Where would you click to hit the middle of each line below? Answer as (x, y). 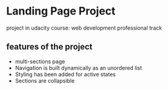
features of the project (49, 47)
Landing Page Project (61, 11)
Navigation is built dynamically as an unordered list (78, 68)
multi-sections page (40, 61)
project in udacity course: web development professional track (84, 28)
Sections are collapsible (45, 80)
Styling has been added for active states (65, 74)
